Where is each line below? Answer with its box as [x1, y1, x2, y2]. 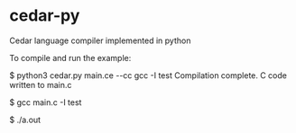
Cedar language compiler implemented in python [9, 35, 191, 46]
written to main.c [9, 79, 72, 90]
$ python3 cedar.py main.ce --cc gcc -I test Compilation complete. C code [9, 69, 287, 81]
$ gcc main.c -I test [9, 96, 82, 108]
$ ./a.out [9, 114, 42, 125]
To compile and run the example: [9, 52, 132, 63]
